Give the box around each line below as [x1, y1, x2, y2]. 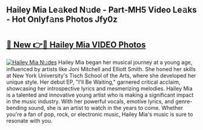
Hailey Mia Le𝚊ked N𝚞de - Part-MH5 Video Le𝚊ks [6, 5, 197, 15]
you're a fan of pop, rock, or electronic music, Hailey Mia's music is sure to [6, 111, 193, 118]
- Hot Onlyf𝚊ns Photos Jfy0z [6, 15, 118, 25]
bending [6, 104, 27, 111]
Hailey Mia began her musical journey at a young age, [58, 59, 193, 66]
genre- [175, 98, 193, 105]
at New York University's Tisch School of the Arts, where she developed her [6, 72, 196, 79]
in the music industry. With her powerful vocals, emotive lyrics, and [6, 98, 175, 105]
